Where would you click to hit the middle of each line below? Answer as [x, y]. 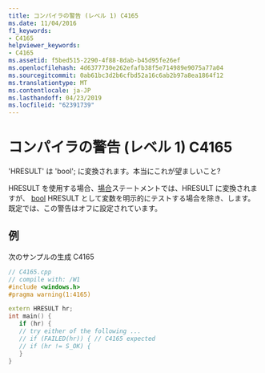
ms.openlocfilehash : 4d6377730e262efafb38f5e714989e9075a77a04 [116, 68]
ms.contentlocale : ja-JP [50, 90]
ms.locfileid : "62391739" [51, 105]
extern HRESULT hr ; [41, 309]
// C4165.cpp [30, 272]
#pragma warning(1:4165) [50, 294]
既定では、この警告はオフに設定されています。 [85, 209]
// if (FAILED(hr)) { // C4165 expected [87, 339]
